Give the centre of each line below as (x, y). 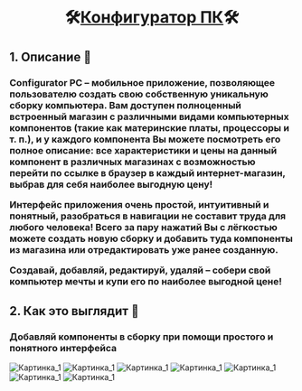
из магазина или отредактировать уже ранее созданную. (144, 249)
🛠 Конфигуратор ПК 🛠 (152, 18)
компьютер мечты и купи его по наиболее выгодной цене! (146, 282)
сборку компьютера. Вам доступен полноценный (126, 105)
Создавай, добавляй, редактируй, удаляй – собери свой (140, 270)
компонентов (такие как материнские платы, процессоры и (149, 127)
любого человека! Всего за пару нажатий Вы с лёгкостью (143, 227)
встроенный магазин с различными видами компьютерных (149, 116)
